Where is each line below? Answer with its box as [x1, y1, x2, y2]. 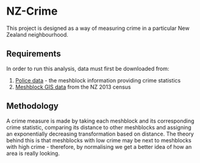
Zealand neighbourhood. [6, 31, 69, 38]
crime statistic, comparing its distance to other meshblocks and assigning [6, 123, 192, 131]
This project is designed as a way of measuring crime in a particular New [6, 24, 190, 32]
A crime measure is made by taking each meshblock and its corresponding [6, 117, 195, 125]
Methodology [6, 101, 59, 111]
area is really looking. [6, 150, 60, 157]
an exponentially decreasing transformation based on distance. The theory [6, 130, 194, 137]
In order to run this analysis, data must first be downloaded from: [6, 65, 170, 72]
